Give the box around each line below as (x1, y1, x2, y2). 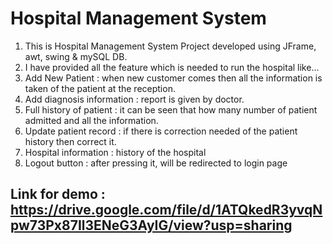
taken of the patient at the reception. (24, 82, 176, 94)
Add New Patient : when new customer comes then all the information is (24, 72, 323, 84)
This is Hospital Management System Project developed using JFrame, (24, 40, 317, 52)
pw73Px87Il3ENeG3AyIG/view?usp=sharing (10, 217, 293, 234)
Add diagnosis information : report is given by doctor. (24, 93, 245, 105)
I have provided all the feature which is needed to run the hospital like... (24, 61, 320, 73)
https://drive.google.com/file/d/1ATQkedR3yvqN (10, 202, 323, 219)
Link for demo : (10, 186, 106, 203)
